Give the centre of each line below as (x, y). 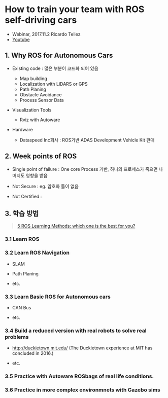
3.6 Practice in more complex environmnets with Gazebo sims (83, 390)
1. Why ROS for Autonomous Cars (59, 56)
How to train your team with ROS (75, 9)
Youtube (21, 40)
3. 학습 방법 (22, 213)
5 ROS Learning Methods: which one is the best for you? (76, 226)
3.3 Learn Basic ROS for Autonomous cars (58, 297)
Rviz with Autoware (40, 120)
